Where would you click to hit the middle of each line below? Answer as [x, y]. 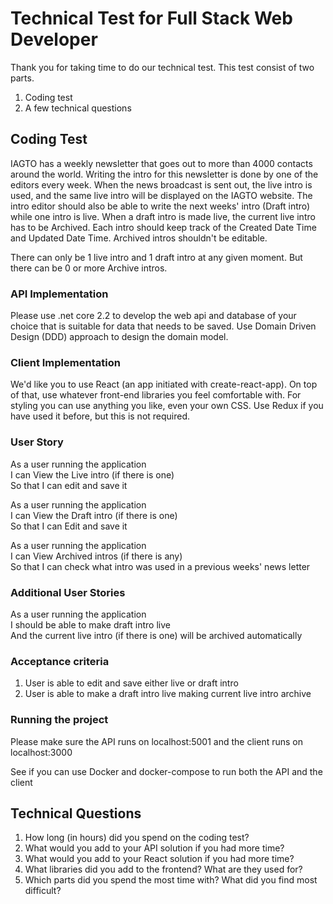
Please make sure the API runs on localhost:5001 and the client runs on [156, 741]
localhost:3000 [41, 752]
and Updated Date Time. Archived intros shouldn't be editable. [139, 238]
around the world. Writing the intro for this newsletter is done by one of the [164, 174]
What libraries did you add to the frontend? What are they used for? [163, 869]
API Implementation [59, 294]
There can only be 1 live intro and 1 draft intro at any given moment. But [156, 257]
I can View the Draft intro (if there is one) [94, 515]
